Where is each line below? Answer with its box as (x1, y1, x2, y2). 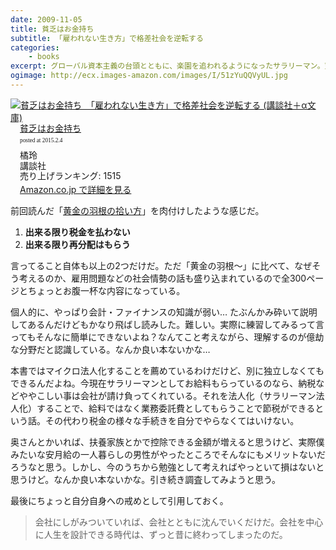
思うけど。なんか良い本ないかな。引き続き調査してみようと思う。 (10, 474, 282, 486)
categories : (10, 42, 60, 53)
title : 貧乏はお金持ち (10, 24, 95, 34)
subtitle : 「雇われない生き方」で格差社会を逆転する (10, 33, 204, 43)
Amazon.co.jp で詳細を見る (19, 184, 132, 196)
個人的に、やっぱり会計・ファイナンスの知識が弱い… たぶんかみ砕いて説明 (10, 306, 318, 318)
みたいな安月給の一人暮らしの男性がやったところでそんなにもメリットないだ (10, 449, 326, 461)
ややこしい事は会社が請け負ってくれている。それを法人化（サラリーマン (18, 390, 317, 402)
